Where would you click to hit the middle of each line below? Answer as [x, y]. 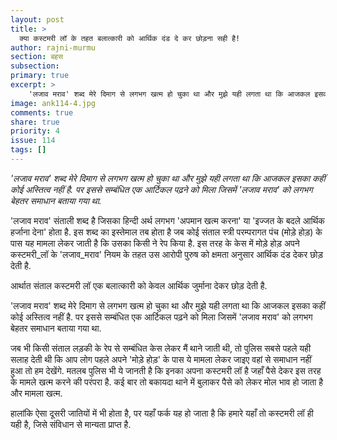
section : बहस [37, 57]
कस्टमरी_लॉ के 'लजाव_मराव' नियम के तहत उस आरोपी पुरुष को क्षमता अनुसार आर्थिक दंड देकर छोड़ [167, 254]
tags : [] [28, 150]
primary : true [40, 76]
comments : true [42, 112]
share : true [35, 122]
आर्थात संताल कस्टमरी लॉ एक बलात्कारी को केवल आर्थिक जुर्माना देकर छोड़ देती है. [139, 285]
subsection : [35, 66]
